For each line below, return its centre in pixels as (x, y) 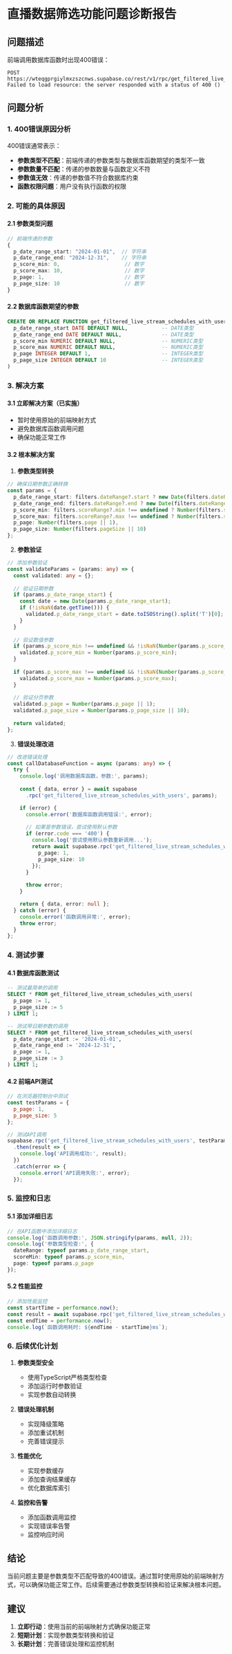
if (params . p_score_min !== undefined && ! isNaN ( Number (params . (108, 646)
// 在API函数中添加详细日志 (42, 1231)
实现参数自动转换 (52, 1394)
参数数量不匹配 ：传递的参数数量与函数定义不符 (84, 169)
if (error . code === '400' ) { (67, 834)
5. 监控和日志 (29, 1199)
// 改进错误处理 (27, 757)
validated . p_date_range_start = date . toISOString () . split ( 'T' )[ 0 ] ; (125, 614)
